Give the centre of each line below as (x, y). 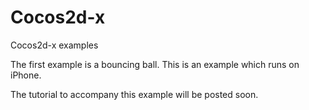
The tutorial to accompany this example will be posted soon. (134, 94)
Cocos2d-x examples (54, 45)
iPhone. (26, 75)
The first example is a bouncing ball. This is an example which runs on (155, 64)
